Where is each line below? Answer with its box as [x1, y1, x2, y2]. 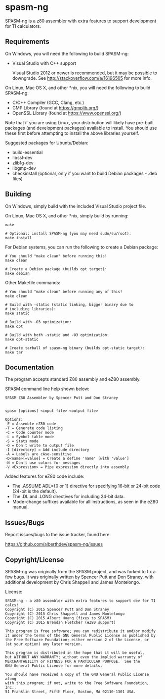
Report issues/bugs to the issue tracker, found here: [5, 532, 111, 538]
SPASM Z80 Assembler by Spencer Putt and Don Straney [5, 396, 119, 400]
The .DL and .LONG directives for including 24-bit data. [12, 494, 125, 499]
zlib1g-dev [12, 160, 34, 166]
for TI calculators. [5, 23, 41, 29]
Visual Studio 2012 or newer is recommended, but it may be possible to [12, 70, 157, 76]
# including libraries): [5, 306, 56, 311]
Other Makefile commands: [5, 279, 61, 286]
